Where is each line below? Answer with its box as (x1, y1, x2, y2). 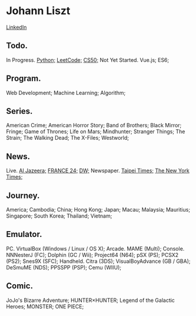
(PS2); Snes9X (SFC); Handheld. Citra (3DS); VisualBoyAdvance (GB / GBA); (6, 258, 191, 265)
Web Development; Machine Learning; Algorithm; (6, 89, 126, 96)
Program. (6, 74, 41, 84)
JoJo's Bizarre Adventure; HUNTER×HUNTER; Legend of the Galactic (6, 297, 175, 304)
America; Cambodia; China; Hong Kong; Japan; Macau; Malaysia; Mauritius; (6, 206, 190, 213)
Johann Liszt (6, 4, 71, 18)
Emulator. (6, 229, 42, 239)
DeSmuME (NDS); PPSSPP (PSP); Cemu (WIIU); (6, 264, 122, 271)
